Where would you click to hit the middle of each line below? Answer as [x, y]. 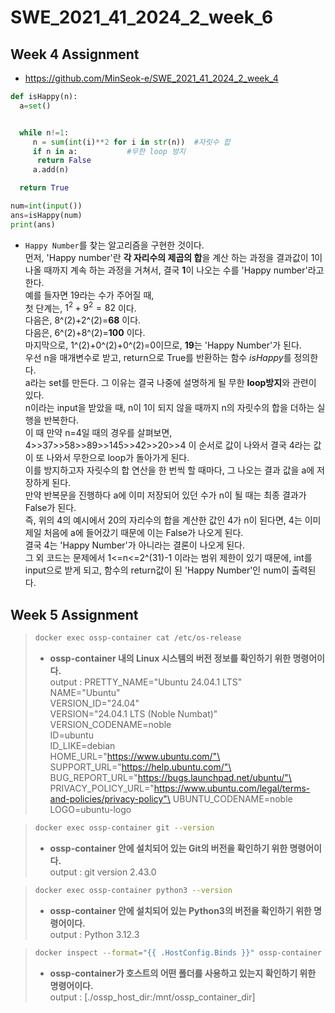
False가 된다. [50, 508]
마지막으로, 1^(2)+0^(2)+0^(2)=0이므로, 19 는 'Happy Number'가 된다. [163, 345]
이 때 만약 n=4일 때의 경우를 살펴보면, [98, 433]
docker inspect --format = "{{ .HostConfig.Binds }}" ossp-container [178, 952]
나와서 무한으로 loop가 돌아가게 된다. [118, 458]
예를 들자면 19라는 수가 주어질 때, [89, 295]
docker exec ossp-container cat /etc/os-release [138, 638]
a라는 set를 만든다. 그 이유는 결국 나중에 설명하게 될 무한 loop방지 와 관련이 [170, 383]
